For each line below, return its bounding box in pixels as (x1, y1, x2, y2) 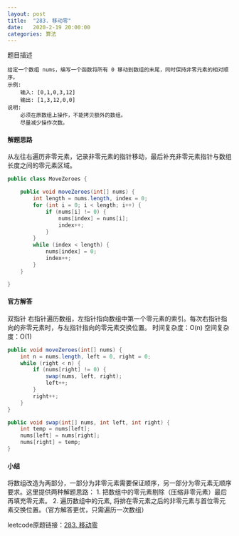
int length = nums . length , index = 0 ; (33, 195, 148, 202)
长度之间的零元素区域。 (7, 161, 76, 170)
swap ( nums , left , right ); (45, 373, 122, 380)
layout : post (7, 10, 46, 18)
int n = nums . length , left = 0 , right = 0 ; (20, 353, 152, 360)
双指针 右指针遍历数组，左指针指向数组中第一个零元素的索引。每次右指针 (7, 314, 221, 323)
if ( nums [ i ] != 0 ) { (45, 208, 107, 215)
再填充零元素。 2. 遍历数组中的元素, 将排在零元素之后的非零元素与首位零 (7, 497, 220, 505)
